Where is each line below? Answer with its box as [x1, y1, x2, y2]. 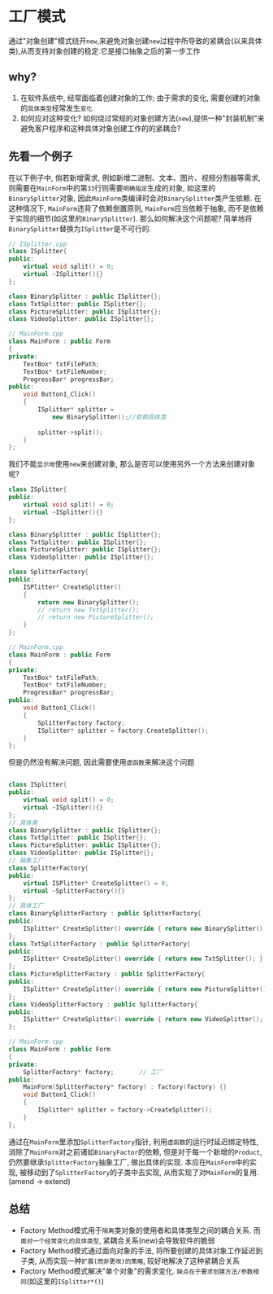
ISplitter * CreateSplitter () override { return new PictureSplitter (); [23, 985, 271, 994]
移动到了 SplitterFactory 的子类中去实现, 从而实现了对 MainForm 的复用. [26, 1167, 259, 1177]
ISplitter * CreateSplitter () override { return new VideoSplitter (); [23, 1015, 264, 1024]
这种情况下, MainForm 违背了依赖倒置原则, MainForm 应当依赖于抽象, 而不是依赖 [8, 203, 264, 213]
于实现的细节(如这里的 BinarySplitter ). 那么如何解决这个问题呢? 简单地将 [8, 213, 253, 223]
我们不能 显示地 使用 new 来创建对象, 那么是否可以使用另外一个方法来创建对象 [8, 459, 256, 469]
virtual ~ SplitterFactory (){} [23, 887, 126, 895]
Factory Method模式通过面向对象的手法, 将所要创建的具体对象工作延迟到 [19, 1245, 263, 1255]
